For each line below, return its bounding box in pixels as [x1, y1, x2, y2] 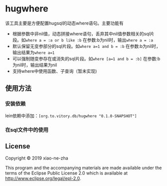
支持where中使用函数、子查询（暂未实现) [12, 68, 97, 74]
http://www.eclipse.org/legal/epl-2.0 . [5, 176, 81, 182]
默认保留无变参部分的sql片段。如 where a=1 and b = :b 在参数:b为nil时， [12, 43, 161, 49]
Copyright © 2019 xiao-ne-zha [5, 155, 68, 161]
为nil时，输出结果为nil [12, 62, 57, 68]
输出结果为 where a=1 [12, 49, 55, 55]
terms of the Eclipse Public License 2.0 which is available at [5, 170, 128, 176]
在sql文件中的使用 [5, 126, 49, 133]
